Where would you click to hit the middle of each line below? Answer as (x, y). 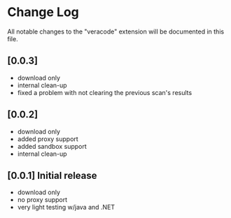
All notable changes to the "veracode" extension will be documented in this (116, 31)
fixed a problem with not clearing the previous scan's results (105, 92)
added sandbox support (52, 146)
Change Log (43, 12)
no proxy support (42, 200)
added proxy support (48, 139)
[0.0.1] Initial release (52, 175)
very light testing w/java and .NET (66, 208)
